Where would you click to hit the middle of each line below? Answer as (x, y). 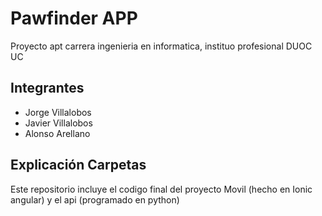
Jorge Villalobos (58, 112)
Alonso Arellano (57, 133)
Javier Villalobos (58, 123)
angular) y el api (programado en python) (95, 199)
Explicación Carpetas (78, 165)
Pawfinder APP (74, 18)
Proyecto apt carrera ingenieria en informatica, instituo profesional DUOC (161, 46)
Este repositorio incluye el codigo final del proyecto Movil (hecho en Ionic (161, 189)
